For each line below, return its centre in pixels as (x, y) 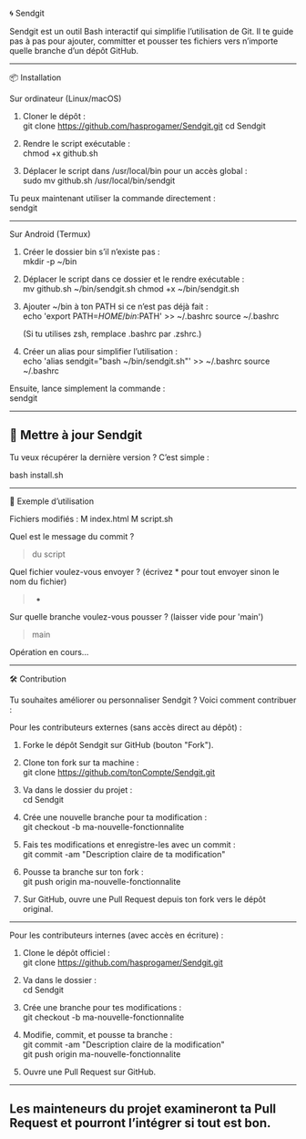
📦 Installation (36, 77)
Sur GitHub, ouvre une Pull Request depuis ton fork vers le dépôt (144, 899)
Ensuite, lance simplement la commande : (87, 388)
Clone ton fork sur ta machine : (81, 762)
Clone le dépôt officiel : (66, 952)
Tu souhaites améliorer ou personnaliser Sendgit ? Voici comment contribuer (153, 700)
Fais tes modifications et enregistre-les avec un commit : (129, 844)
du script (48, 554)
